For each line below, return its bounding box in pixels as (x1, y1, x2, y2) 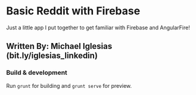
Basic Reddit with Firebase (6, 4, 141, 18)
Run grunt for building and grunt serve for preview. (6, 82, 132, 89)
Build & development (6, 69, 67, 77)
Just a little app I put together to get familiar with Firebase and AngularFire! (6, 24, 191, 31)
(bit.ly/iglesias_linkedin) (6, 51, 98, 61)
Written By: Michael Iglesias (6, 41, 113, 51)
